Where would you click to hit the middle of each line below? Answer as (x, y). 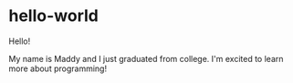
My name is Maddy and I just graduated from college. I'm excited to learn (146, 58)
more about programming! (58, 68)
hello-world (54, 16)
